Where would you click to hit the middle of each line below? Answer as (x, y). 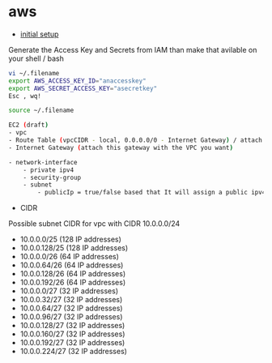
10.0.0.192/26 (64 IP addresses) (73, 283)
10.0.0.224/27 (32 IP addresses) (74, 352)
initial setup (39, 34)
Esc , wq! (25, 96)
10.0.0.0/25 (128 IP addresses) (70, 239)
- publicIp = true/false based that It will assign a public (143, 193)
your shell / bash (36, 58)
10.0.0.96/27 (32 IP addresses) (71, 317)
